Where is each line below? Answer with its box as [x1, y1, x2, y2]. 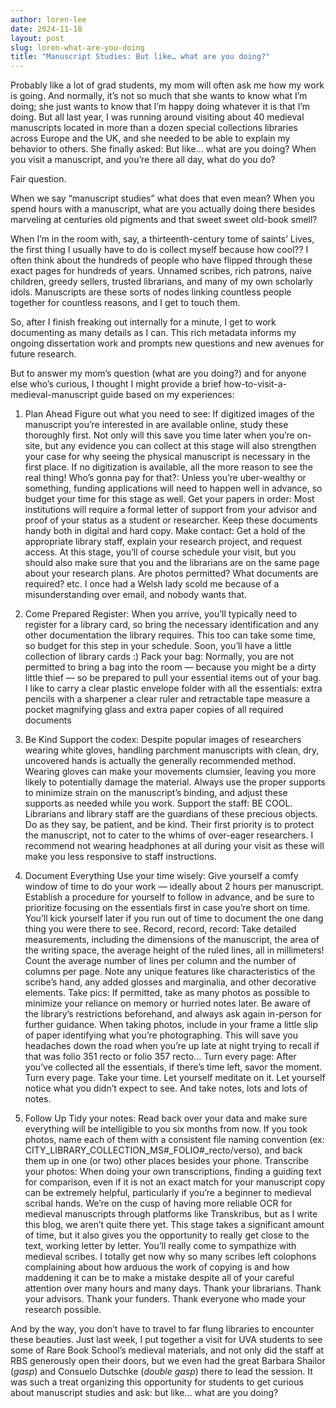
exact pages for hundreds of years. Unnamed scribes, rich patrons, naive [10, 265, 312, 277]
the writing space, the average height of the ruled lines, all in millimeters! [24, 944, 325, 956]
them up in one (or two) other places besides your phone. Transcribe [24, 1155, 310, 1167]
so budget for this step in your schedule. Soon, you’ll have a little [24, 640, 292, 652]
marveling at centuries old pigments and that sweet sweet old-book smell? [10, 214, 318, 226]
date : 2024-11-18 [10, 24, 83, 34]
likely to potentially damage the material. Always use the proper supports [24, 776, 326, 788]
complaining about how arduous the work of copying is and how [24, 1261, 290, 1273]
